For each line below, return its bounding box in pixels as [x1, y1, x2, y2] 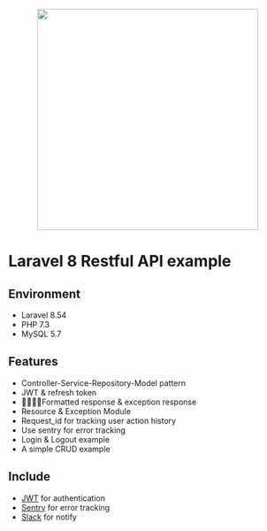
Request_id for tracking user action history [20, 415, 177, 426]
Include [8, 469, 50, 484]
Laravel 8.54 [20, 310, 67, 320]
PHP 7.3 [20, 319, 50, 329]
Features [8, 354, 58, 369]
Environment [8, 286, 81, 301]
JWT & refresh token [20, 387, 97, 397]
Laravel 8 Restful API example [8, 251, 232, 272]
